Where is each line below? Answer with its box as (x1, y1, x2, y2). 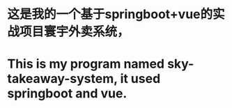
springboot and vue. (7, 86, 127, 102)
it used (120, 71, 161, 87)
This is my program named (7, 56, 165, 72)
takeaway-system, (7, 71, 118, 87)
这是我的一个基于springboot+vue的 (7, 6, 213, 22)
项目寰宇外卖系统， (20, 24, 130, 40)
